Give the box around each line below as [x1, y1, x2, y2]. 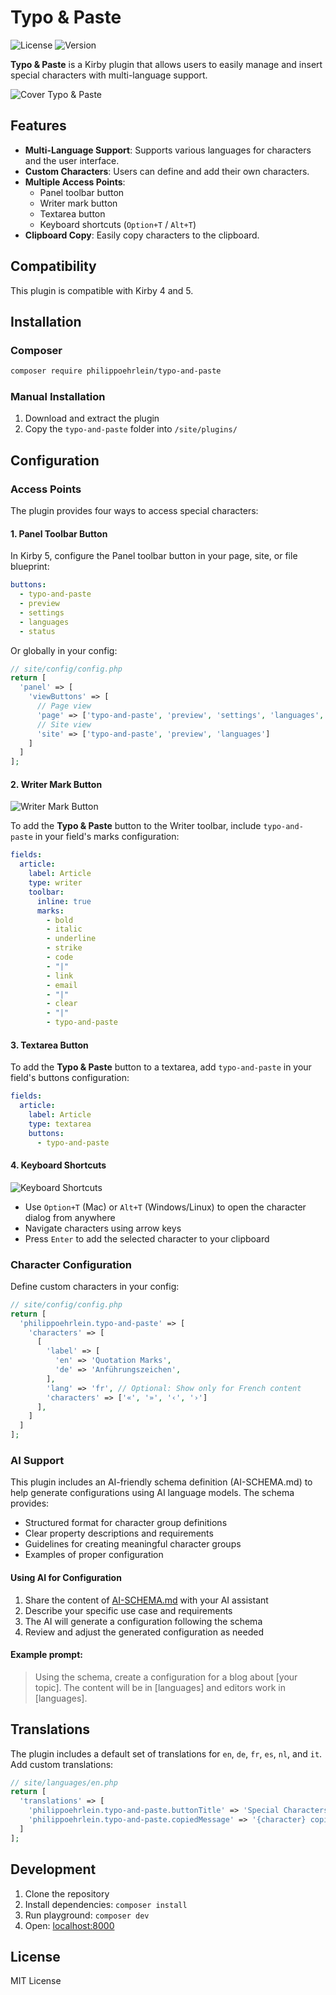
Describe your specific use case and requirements [24, 1604, 233, 1616]
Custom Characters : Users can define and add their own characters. [24, 165, 310, 177]
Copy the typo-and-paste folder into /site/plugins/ [24, 423, 238, 435]
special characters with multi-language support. [10, 69, 208, 81]
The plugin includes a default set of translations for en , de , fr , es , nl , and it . [10, 1747, 323, 1760]
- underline [46, 934, 97, 944]
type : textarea [28, 1119, 92, 1129]
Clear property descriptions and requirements [24, 1527, 214, 1540]
